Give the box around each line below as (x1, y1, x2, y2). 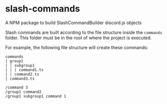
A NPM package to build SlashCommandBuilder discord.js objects (5, 20, 142, 26)
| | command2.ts (5, 71, 39, 77)
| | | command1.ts (5, 67, 44, 72)
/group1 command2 (5, 89, 42, 94)
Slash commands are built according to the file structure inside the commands (5, 29, 162, 35)
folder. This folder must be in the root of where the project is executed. (5, 35, 152, 41)
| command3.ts (5, 76, 35, 81)
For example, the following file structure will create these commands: (5, 44, 148, 50)
